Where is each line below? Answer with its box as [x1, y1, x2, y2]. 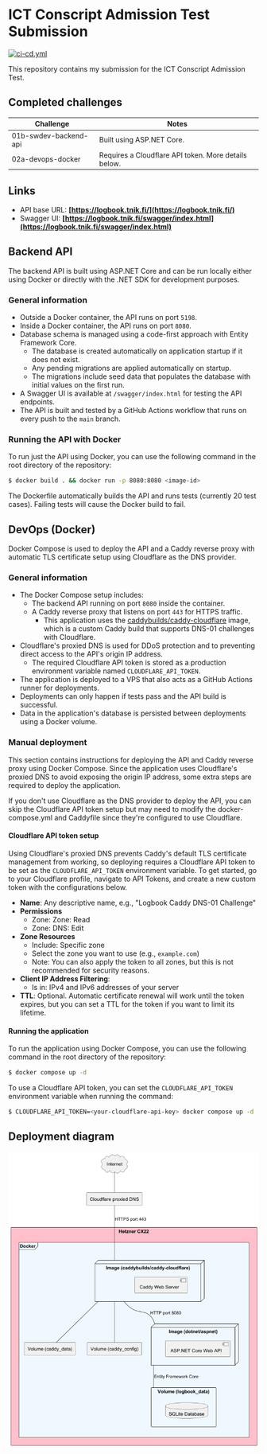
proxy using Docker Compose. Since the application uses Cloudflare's [8, 763, 238, 773]
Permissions [19, 906, 63, 916]
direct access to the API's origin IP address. [19, 649, 163, 659]
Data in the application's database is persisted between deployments [19, 708, 246, 718]
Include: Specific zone [31, 940, 105, 949]
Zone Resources [19, 931, 75, 941]
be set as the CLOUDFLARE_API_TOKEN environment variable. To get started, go [8, 865, 257, 875]
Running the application [8, 1026, 89, 1035]
